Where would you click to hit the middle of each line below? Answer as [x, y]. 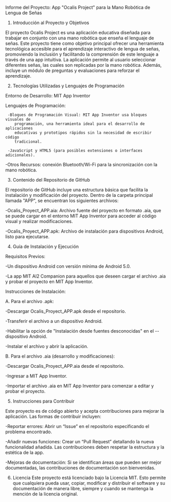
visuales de [18, 119]
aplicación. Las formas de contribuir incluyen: [53, 416]
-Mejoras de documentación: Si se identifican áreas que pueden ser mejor [83, 462]
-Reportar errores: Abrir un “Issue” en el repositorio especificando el [77, 426]
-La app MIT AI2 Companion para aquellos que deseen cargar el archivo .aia [86, 276]
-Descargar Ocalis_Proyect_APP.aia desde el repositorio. [65, 366]
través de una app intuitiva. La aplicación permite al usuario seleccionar [81, 60]
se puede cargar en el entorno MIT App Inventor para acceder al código [81, 216]
